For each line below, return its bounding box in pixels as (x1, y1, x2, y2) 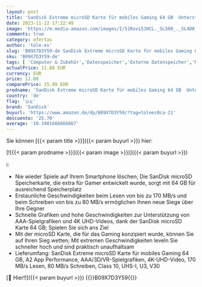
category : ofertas (6, 37, 52, 43)
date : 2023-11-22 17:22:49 (6, 20, 74, 26)
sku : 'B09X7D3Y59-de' (6, 54, 61, 60)
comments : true (6, 31, 44, 37)
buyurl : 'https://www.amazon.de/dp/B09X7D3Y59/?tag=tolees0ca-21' (6, 110, 176, 116)
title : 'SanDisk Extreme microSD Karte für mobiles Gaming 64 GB (6, 14, 173, 20)
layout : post (6, 8, 39, 15)
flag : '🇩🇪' (6, 98, 36, 104)
